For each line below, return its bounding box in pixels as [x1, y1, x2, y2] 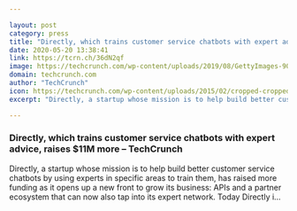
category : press [9, 28, 69, 38]
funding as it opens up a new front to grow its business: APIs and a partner [9, 182, 282, 192]
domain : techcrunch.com [9, 70, 97, 80]
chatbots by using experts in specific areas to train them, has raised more [9, 172, 278, 183]
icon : [9, 86, 29, 96]
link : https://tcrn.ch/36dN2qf [9, 54, 125, 63]
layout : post [9, 20, 57, 29]
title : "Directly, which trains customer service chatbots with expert [9, 37, 278, 46]
